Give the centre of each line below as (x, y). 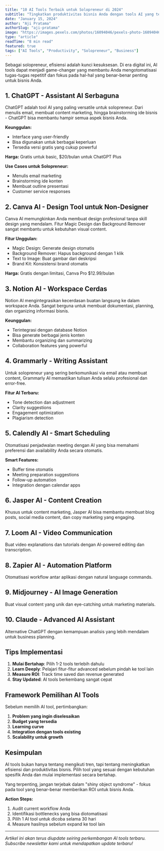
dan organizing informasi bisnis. (37, 311)
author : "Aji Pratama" (28, 23)
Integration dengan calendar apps (46, 485)
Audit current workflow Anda (41, 809)
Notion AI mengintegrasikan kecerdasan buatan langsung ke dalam (72, 300)
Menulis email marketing (37, 176)
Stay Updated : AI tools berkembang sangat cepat (62, 679)
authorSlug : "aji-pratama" (32, 28)
